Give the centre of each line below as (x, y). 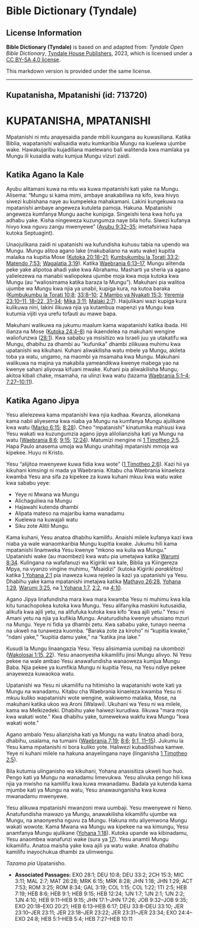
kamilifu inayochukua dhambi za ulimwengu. (60, 852)
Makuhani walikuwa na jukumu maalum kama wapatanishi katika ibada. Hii (97, 325)
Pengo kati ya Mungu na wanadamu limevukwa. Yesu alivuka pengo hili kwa (99, 777)
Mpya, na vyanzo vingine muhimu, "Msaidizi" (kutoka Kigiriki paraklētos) (95, 569)
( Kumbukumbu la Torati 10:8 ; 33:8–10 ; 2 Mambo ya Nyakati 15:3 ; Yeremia (95, 295)
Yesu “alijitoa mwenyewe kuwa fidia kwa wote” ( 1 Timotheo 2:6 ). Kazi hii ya (98, 464)
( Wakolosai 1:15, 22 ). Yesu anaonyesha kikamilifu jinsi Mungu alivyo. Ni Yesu (99, 655)
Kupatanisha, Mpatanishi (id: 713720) (77, 95)
